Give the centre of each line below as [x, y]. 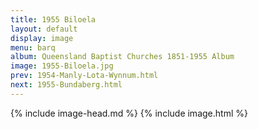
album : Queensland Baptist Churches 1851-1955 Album [122, 57]
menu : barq [33, 47]
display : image [42, 38]
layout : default [44, 29]
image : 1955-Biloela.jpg [62, 66]
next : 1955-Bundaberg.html [66, 85]
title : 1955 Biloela [53, 19]
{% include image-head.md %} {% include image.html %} [129, 113]
